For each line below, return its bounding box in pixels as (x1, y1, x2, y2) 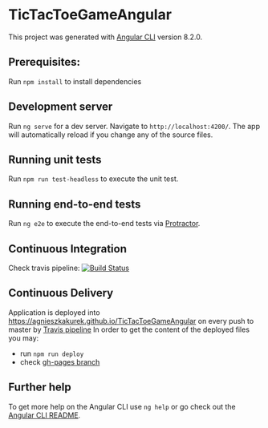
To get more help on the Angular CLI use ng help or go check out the (8, 402, 236, 411)
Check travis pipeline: (8, 263, 80, 273)
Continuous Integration (8, 242, 127, 256)
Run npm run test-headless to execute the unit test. (8, 174, 179, 184)
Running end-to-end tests (8, 197, 141, 211)
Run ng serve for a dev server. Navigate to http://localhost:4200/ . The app (8, 121, 261, 131)
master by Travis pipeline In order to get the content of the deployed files (8, 325, 250, 334)
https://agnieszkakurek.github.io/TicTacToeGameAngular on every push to (8, 316, 254, 325)
